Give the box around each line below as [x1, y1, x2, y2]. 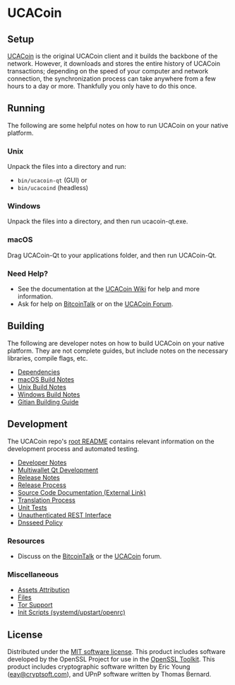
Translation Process [17, 496, 76, 504]
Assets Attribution [17, 585, 70, 595]
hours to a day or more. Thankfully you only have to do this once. [7, 82, 197, 90]
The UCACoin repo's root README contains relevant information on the [7, 437, 215, 445]
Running [7, 103, 46, 115]
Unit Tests [17, 503, 47, 512]
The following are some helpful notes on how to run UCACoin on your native [7, 121, 229, 129]
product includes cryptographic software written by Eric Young [7, 662, 191, 671]
